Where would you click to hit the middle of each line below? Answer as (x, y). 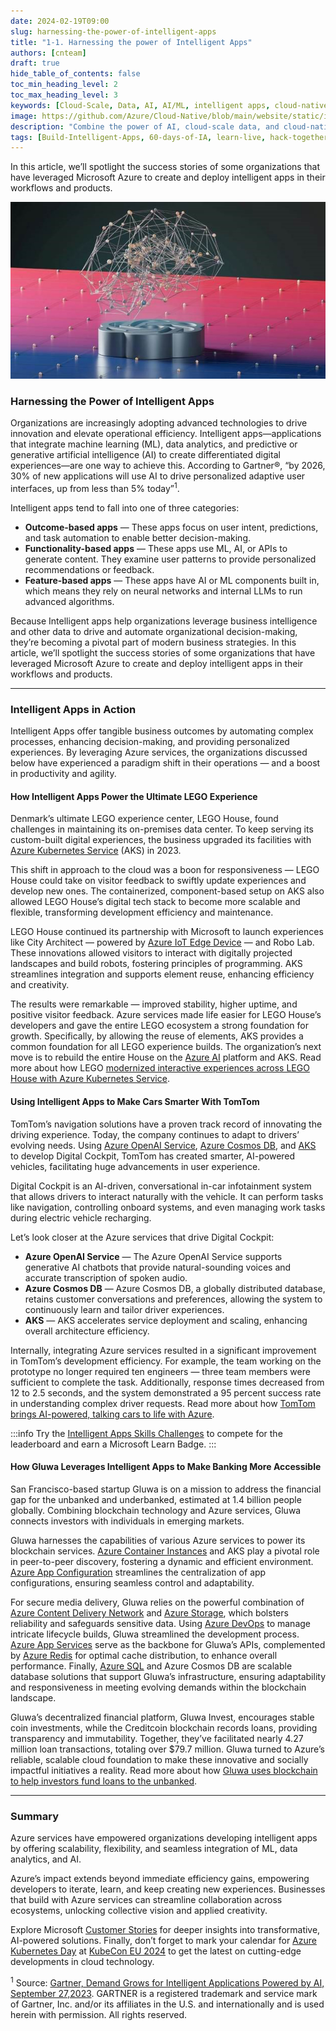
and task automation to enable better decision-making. (137, 537)
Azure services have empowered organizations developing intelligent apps (164, 1838)
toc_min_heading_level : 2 (64, 85)
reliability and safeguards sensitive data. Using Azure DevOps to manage (160, 1623)
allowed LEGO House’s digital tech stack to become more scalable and (155, 902)
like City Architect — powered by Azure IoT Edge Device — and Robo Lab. (162, 942)
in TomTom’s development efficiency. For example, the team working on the (166, 1361)
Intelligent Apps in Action (73, 709)
